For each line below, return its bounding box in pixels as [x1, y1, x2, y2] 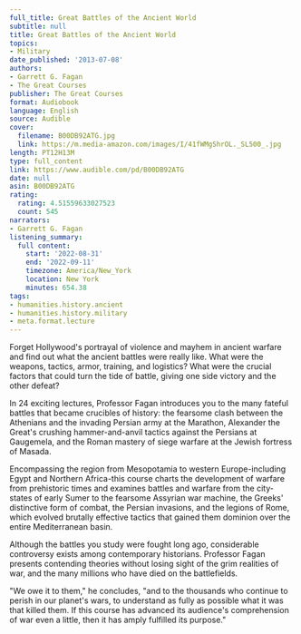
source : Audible [9, 114, 71, 123]
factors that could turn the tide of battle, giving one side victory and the [9, 371, 277, 382]
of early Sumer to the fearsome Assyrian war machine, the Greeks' [34, 493, 284, 503]
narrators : [9, 215, 51, 225]
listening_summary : [9, 232, 83, 241]
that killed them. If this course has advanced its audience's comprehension [9, 605, 290, 616]
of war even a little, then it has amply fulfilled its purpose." [9, 614, 227, 626]
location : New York [25, 275, 100, 284]
